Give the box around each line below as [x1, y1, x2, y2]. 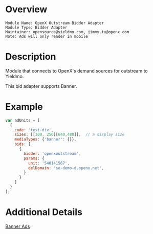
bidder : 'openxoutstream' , [24, 151, 81, 156]
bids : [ [14, 142, 31, 147]
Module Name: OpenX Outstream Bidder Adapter [5, 20, 104, 26]
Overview [5, 4, 48, 15]
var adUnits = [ [5, 118, 40, 123]
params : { [24, 156, 45, 161]
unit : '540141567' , [28, 160, 70, 166]
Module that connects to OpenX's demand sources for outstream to [5, 67, 148, 74]
